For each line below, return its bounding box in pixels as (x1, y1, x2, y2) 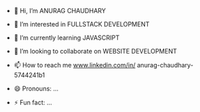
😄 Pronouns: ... (13, 84, 59, 93)
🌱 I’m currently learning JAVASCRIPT (13, 33, 120, 42)
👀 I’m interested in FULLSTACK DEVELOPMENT (13, 20, 150, 28)
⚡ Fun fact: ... (13, 98, 52, 106)
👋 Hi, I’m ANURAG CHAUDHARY (13, 7, 106, 15)
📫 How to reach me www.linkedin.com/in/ (13, 61, 136, 69)
